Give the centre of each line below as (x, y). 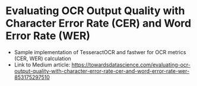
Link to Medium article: (42, 64)
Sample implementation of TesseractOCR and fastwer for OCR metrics (100, 52)
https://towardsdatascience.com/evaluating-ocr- (131, 64)
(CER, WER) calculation (43, 58)
